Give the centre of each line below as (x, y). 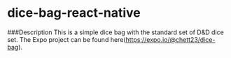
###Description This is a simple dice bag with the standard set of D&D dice (115, 32)
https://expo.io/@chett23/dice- (170, 39)
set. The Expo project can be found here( (66, 39)
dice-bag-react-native (74, 13)
